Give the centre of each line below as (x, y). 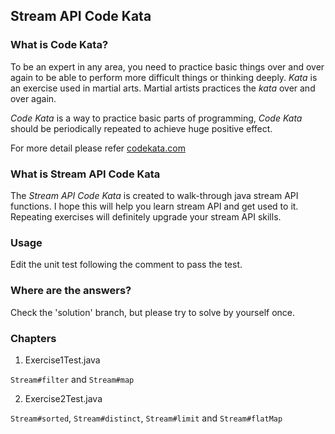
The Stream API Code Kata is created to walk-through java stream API (154, 195)
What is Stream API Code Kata (85, 174)
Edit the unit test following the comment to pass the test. (126, 265)
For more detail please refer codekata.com (98, 148)
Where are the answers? (71, 291)
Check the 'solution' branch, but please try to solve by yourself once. (153, 312)
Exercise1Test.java (62, 360)
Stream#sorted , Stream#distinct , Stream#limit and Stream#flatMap (146, 418)
